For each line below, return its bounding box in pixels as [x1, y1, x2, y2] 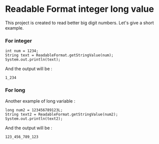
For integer [5, 37, 32, 44]
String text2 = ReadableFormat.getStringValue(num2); [5, 112, 119, 117]
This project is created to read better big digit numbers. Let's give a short [5, 20, 154, 26]
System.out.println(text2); [5, 116, 63, 121]
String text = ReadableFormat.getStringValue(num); [5, 53, 114, 58]
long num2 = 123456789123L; [5, 108, 63, 112]
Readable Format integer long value [5, 3, 154, 15]
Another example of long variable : [5, 98, 76, 104]
